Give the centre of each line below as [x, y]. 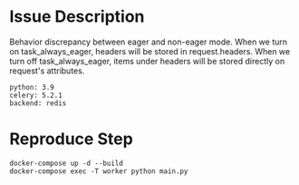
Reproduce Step [71, 139]
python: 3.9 [32, 87]
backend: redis [38, 103]
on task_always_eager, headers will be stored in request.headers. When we [150, 51]
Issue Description [77, 17]
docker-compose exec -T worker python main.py [99, 171]
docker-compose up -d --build [67, 163]
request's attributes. [47, 71]
